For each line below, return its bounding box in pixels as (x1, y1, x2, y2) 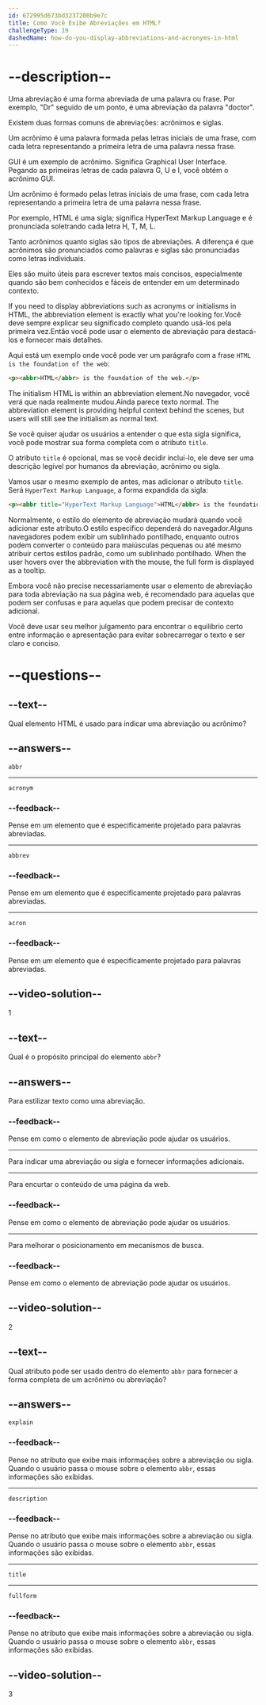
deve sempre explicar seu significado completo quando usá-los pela (8, 318, 232, 328)
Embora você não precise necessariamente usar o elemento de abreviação (8, 581, 253, 590)
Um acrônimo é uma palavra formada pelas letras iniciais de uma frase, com (8, 133, 256, 143)
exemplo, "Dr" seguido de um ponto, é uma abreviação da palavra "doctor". (8, 102, 255, 112)
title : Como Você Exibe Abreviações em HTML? (8, 19, 161, 27)
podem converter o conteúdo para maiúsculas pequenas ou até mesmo (8, 540, 241, 550)
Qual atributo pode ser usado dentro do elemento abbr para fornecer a (8, 1366, 238, 1376)
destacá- (226, 327, 257, 336)
